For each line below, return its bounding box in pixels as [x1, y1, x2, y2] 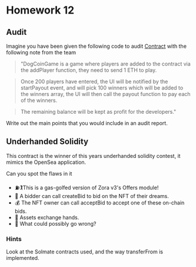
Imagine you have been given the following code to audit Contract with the [6, 42, 187, 50]
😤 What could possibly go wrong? [14, 220, 97, 227]
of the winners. [20, 97, 58, 104]
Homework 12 [6, 4, 75, 17]
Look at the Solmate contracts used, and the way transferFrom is [6, 248, 164, 255]
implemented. [6, 255, 39, 262]
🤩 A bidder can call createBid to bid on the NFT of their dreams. [14, 192, 169, 199]
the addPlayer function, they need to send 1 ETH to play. [20, 67, 157, 74]
